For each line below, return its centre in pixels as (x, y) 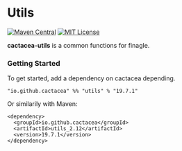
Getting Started (34, 63)
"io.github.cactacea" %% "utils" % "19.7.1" (73, 91)
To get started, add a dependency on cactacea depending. (91, 78)
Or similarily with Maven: (42, 104)
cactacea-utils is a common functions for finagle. (78, 45)
